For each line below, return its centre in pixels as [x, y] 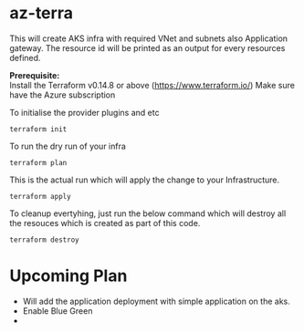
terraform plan [38, 162]
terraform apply [40, 196]
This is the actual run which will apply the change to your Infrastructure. [145, 180]
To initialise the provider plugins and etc [84, 112]
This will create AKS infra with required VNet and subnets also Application [149, 38]
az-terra [41, 13]
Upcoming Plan [68, 276]
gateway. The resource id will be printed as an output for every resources [147, 47]
